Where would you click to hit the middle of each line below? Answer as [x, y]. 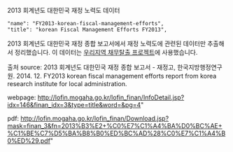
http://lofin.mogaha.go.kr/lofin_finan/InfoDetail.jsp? [111, 97]
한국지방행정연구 [200, 67]
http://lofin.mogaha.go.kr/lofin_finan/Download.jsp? [95, 118]
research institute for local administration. [67, 84]
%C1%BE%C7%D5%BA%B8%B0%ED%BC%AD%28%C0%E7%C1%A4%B [116, 133]
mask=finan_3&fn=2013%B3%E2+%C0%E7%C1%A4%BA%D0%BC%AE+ [115, 126]
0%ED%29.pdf [29, 141]
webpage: [22, 97]
